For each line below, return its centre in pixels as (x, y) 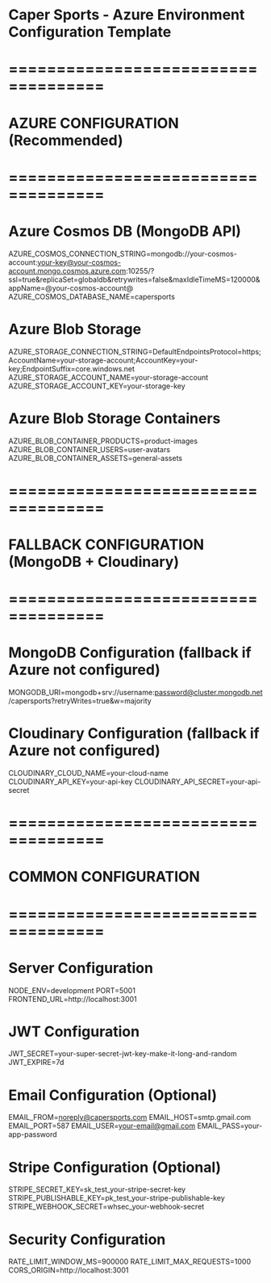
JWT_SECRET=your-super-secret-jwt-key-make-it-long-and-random (123, 1054)
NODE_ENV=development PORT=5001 (72, 990)
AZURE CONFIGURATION (94, 123)
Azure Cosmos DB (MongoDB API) (125, 231)
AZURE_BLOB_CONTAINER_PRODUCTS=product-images (103, 441)
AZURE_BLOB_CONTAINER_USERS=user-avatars (90, 449)
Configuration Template (90, 32)
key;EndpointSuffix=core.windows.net (72, 368)
